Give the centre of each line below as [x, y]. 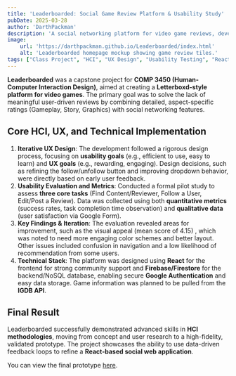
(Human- [185, 79]
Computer [22, 87]
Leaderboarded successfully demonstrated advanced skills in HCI [103, 329]
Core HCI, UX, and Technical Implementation [107, 132]
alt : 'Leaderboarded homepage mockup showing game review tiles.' [119, 53]
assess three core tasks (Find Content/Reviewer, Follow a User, [110, 193]
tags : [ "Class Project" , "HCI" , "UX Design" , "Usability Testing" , [108, 60]
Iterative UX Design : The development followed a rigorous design [113, 148]
